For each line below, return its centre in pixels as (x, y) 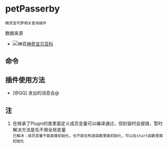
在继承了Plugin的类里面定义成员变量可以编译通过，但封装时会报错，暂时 (88, 123)
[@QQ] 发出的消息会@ (36, 93)
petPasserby (33, 9)
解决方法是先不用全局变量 (39, 129)
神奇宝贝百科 (40, 44)
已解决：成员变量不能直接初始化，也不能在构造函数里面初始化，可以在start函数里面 (88, 136)
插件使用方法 (25, 80)
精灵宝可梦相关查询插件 (26, 23)
